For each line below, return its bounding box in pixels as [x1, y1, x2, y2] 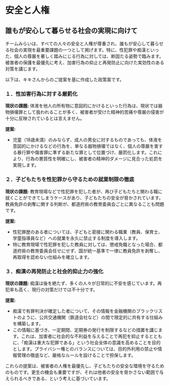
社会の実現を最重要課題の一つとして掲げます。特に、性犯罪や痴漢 [9, 47, 146, 53]
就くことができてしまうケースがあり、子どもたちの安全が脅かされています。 [5, 195, 163, 201]
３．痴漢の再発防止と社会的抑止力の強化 [5, 268, 103, 275]
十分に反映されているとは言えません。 [5, 116, 85, 122]
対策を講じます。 [5, 66, 40, 72]
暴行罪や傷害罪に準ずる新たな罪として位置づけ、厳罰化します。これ [17, 149, 158, 155]
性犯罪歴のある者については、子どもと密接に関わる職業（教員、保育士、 [12, 229, 163, 235]
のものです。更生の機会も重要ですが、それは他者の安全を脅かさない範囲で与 [5, 369, 164, 375]
